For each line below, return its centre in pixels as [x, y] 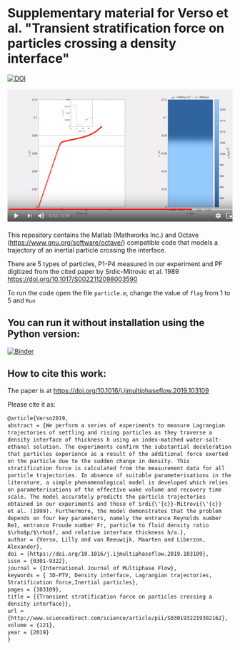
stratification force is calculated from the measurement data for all [116, 469]
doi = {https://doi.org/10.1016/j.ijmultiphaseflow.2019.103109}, [108, 554]
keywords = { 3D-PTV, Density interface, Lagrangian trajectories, [110, 576]
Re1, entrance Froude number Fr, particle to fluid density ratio [108, 526]
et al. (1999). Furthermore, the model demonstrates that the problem [115, 512]
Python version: [44, 334]
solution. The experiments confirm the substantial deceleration [132, 447]
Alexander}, [25, 547]
